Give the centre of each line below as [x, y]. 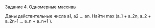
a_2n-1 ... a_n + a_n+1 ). [29, 21]
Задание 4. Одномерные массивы [41, 7]
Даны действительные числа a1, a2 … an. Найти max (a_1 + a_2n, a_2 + [78, 16]
